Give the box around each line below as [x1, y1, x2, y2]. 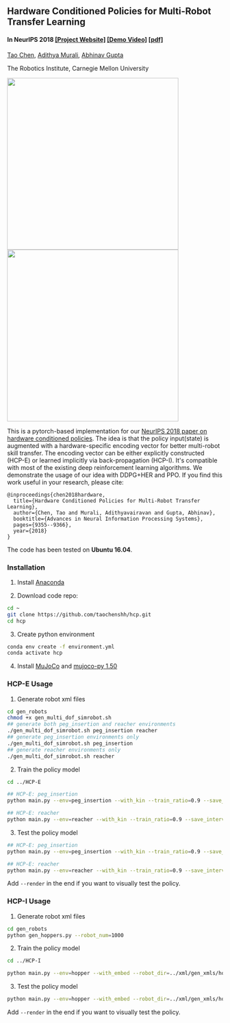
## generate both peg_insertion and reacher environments [7, 721, 176, 728]
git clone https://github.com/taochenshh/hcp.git [7, 611, 152, 618]
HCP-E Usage [7, 679, 53, 689]
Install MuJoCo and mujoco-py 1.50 [16, 662, 118, 671]
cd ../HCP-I [7, 958, 41, 965]
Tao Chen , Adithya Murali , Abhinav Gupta [7, 51, 124, 59]
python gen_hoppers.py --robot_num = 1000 [7, 932, 125, 938]
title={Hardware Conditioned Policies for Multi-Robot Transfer [13, 497, 201, 504]
